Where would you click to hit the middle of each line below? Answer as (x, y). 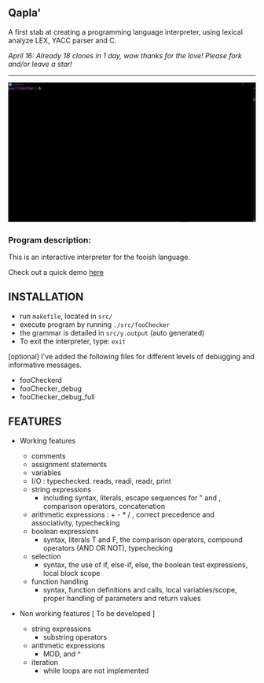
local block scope (71, 573)
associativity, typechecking (75, 522)
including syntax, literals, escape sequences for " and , (132, 497)
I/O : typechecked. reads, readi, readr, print (101, 481)
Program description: (50, 239)
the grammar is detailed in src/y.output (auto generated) (112, 332)
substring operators (75, 637)
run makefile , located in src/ (66, 316)
